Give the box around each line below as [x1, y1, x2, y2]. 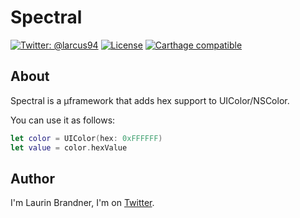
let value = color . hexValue [10, 142, 128, 153]
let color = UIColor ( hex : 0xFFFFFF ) [10, 133, 163, 143]
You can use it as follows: [10, 114, 116, 126]
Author [10, 170, 55, 187]
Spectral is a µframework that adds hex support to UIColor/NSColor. [10, 94, 290, 106]
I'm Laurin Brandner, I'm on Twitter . [10, 197, 155, 209]
